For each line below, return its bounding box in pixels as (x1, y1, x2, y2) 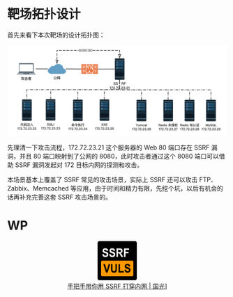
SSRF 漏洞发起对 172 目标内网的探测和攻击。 (15, 161, 144, 169)
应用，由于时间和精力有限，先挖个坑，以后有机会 (76, 184, 218, 192)
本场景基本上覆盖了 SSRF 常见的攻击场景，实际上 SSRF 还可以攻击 (7, 175, 198, 184)
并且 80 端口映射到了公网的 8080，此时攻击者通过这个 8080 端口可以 (19, 152, 220, 160)
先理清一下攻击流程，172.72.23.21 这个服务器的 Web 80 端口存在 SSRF (7, 143, 210, 152)
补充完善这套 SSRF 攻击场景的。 (19, 193, 112, 201)
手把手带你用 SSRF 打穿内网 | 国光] (67, 282, 167, 290)
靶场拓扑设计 (7, 6, 82, 22)
